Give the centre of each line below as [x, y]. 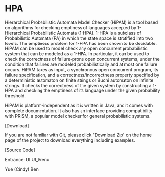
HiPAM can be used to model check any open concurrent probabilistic [76, 48]
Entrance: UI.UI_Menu [27, 159]
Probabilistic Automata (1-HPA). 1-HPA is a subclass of [86, 33]
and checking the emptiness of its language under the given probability [87, 90]
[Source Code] [20, 150]
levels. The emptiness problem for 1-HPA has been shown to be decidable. [81, 43]
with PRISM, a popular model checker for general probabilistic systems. [78, 116]
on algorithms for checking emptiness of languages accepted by [71, 27]
